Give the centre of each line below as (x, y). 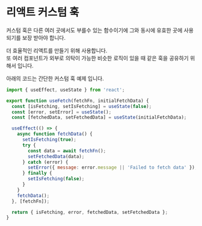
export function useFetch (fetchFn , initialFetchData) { (78, 101)
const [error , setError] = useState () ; (62, 112)
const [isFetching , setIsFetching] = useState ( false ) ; (82, 106)
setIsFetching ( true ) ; (49, 140)
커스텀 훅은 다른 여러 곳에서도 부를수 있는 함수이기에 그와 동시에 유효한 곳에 (94, 30)
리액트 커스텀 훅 (43, 12)
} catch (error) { (45, 162)
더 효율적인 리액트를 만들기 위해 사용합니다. (57, 50)
